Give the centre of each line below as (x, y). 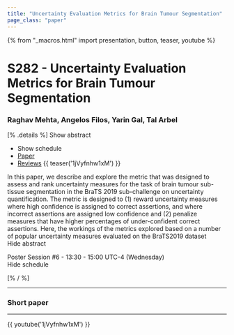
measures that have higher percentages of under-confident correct (104, 221)
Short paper (28, 302)
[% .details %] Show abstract (49, 135)
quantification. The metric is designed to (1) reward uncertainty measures (112, 199)
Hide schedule (28, 264)
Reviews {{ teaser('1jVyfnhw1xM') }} (69, 163)
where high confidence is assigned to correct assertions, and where (105, 206)
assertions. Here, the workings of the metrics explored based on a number (114, 228)
